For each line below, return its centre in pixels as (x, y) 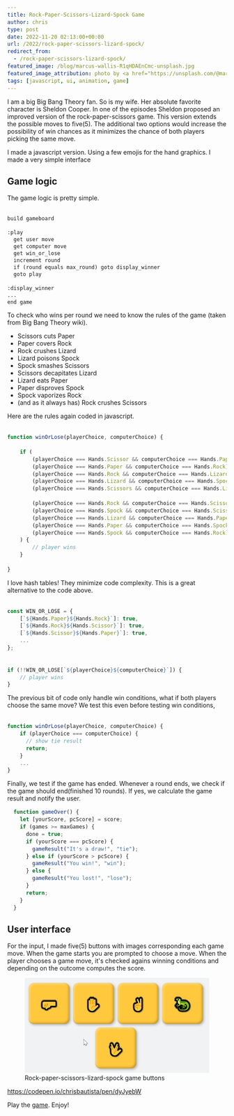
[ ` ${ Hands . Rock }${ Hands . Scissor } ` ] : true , (82, 626)
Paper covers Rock (44, 343)
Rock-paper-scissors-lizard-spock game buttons (95, 1078)
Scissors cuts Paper (46, 336)
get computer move (40, 247)
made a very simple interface (49, 160)
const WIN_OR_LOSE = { (40, 611)
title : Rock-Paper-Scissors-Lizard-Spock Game (76, 15)
